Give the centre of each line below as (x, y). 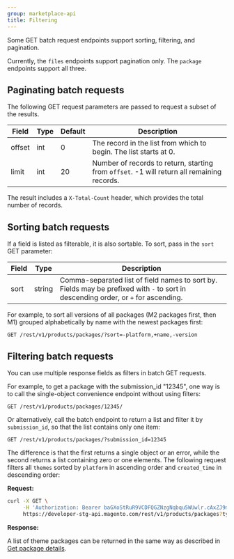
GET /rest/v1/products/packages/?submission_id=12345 (87, 439)
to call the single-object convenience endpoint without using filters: (104, 393)
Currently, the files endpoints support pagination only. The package (104, 61)
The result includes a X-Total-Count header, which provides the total (106, 198)
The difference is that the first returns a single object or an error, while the (114, 452)
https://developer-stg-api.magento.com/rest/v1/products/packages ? (123, 514)
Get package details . (37, 548)
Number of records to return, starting (153, 163)
